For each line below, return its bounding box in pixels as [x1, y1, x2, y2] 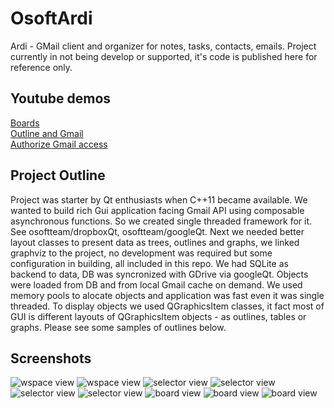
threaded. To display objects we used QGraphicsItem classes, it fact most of [10, 300, 325, 312]
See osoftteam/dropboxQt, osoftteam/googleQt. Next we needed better [10, 225, 305, 237]
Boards [10, 117, 40, 129]
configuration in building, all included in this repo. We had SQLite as [10, 257, 289, 269]
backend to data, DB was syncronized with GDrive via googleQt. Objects [10, 268, 309, 280]
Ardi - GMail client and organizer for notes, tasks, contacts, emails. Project [10, 40, 317, 52]
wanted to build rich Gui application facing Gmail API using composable [10, 204, 305, 216]
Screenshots [10, 350, 92, 367]
